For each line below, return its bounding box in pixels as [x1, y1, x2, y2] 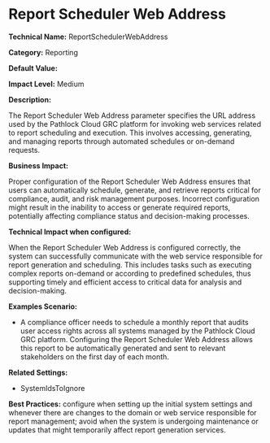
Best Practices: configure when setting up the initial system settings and [8, 399, 253, 409]
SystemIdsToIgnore [20, 383, 85, 393]
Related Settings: [8, 367, 68, 377]
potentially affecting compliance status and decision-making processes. [8, 211, 250, 220]
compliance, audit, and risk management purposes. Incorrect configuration [8, 193, 260, 203]
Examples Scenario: [8, 302, 78, 311]
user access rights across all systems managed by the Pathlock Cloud [20, 326, 255, 336]
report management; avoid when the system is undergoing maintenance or [8, 416, 259, 426]
